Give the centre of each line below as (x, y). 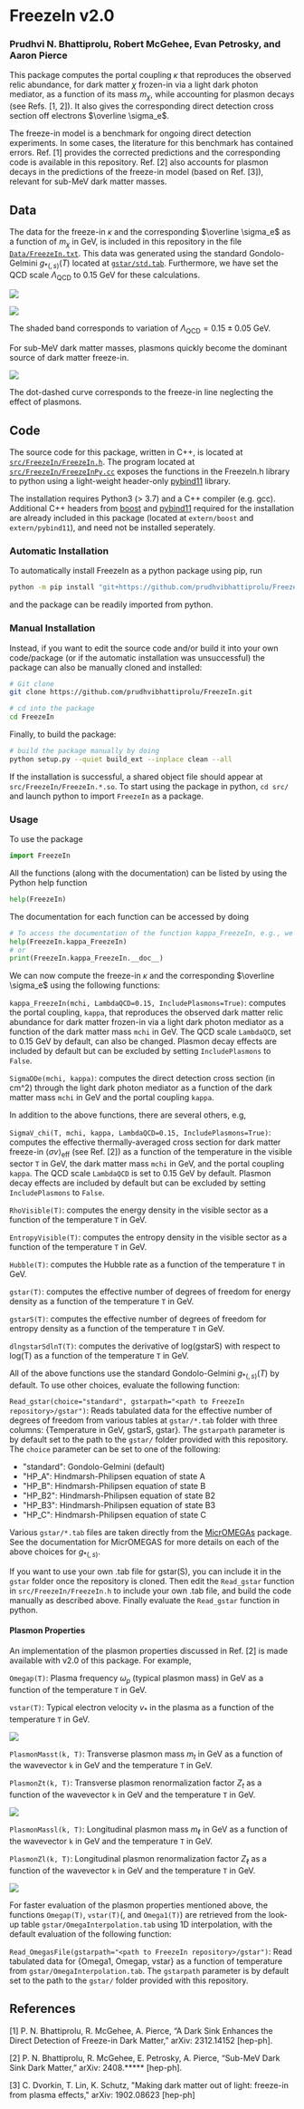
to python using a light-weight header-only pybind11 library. (120, 481)
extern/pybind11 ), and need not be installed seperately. (112, 527)
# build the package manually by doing (85, 751)
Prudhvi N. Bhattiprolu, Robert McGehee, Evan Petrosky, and (145, 44)
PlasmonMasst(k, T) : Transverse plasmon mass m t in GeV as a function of (146, 1755)
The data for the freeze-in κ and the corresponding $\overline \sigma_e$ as (150, 232)
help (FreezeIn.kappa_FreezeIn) (68, 942)
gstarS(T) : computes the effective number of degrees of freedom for (138, 1319)
